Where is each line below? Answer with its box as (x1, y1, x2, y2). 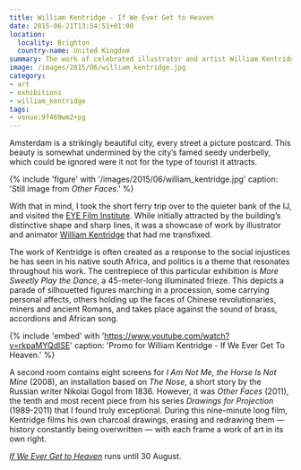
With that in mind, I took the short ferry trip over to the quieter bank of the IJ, (9, 201, 292, 211)
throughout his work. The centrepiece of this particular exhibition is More (9, 266, 279, 277)
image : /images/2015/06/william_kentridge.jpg (9, 64, 186, 73)
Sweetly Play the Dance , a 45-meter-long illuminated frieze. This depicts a (9, 275, 285, 286)
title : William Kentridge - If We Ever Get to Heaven (9, 13, 215, 22)
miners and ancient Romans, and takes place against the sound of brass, (9, 303, 278, 314)
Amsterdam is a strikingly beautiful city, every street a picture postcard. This (9, 138, 291, 149)
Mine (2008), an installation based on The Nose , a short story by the (9, 377, 262, 388)
